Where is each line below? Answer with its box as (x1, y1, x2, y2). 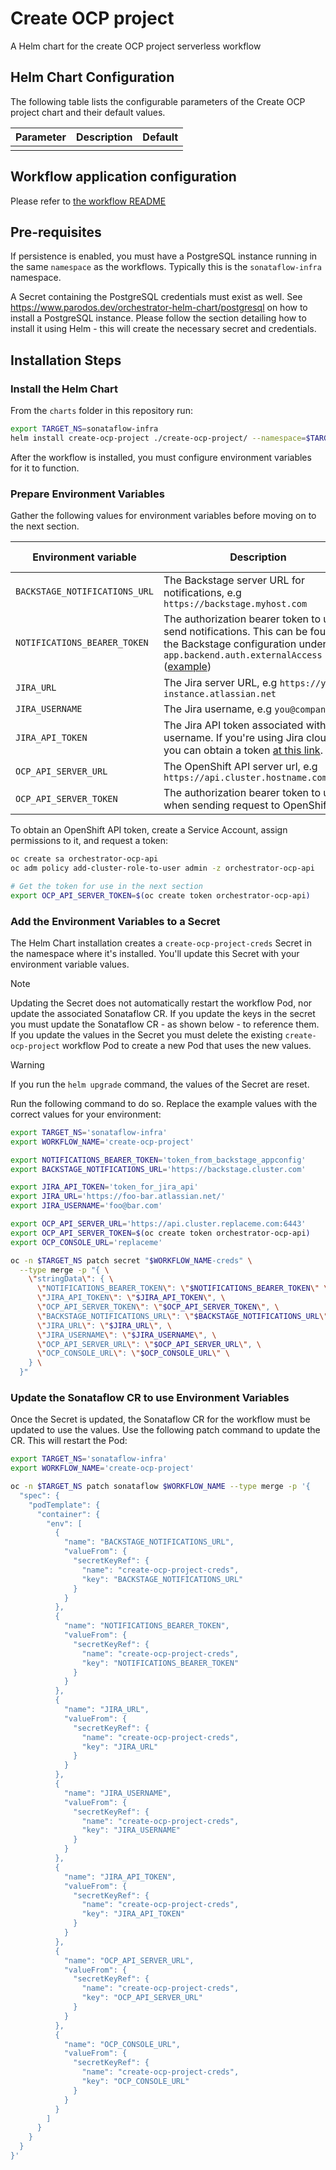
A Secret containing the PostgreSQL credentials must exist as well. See (10, 291, 303, 303)
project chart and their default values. (10, 106, 166, 118)
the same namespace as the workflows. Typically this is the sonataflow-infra (10, 261, 322, 273)
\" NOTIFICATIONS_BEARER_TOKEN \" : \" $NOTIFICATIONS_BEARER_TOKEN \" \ (36, 1283, 329, 1294)
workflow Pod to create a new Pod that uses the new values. (61, 1039, 312, 1051)
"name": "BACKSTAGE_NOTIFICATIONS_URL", (63, 1537, 235, 1547)
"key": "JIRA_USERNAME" (81, 1825, 182, 1836)
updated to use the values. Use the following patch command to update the (10, 1424, 321, 1436)
